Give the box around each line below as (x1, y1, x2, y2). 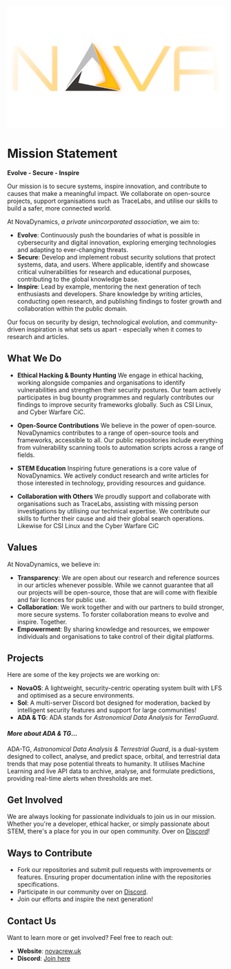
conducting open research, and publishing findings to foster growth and (17, 297, 222, 305)
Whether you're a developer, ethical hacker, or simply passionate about (7, 819, 210, 828)
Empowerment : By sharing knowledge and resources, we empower (17, 625, 210, 633)
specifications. (17, 880, 59, 889)
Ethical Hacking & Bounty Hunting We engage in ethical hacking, (17, 371, 203, 379)
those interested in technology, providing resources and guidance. (17, 478, 206, 487)
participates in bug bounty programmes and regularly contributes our (17, 393, 215, 401)
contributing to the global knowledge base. (17, 275, 139, 283)
